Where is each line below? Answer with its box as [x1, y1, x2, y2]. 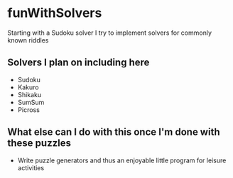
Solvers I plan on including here [7, 57, 150, 69]
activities [17, 163, 45, 172]
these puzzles [7, 137, 71, 150]
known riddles [7, 35, 49, 44]
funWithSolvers [7, 5, 102, 21]
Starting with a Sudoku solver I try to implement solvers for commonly [7, 28, 212, 37]
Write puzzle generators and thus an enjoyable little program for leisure [17, 156, 227, 165]
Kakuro [17, 83, 39, 91]
